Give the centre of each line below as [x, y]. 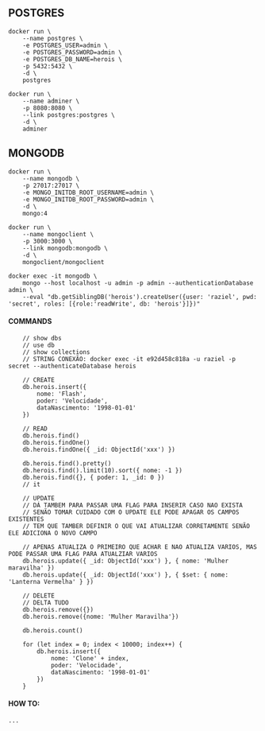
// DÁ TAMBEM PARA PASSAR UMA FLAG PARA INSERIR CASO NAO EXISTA [133, 505]
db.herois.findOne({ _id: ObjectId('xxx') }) [99, 449]
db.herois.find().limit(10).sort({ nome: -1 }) [102, 470]
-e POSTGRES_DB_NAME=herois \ [73, 59]
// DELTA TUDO [46, 603]
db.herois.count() [53, 630]
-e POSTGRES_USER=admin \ [65, 45]
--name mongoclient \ [58, 234]
